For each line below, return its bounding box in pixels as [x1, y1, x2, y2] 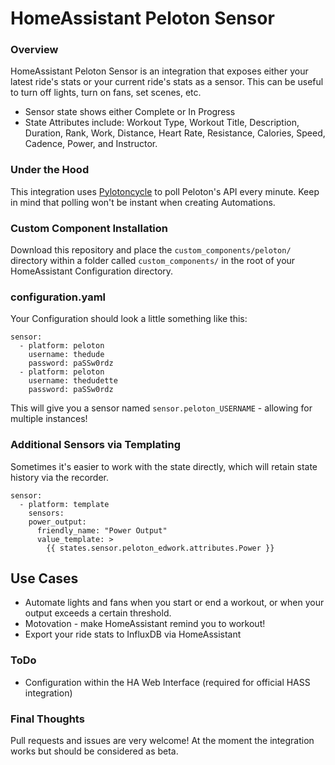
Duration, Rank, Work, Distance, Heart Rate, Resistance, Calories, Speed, [24, 127, 326, 139]
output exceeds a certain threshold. [24, 607, 172, 619]
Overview [10, 43, 59, 57]
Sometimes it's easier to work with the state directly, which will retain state [10, 460, 318, 472]
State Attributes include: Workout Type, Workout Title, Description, [24, 117, 300, 129]
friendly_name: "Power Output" [36, 525, 168, 536]
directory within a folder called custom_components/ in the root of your [10, 255, 296, 267]
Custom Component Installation [10, 221, 169, 235]
